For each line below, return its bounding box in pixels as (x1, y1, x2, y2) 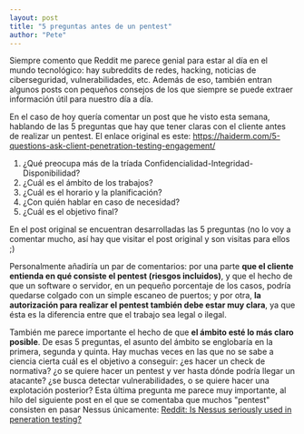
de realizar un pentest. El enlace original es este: (9, 131, 191, 142)
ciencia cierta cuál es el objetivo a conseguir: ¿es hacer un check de (9, 356, 266, 367)
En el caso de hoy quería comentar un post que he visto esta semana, (9, 111, 270, 123)
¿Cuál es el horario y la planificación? (22, 187, 162, 198)
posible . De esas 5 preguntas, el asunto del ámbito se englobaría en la (9, 337, 274, 348)
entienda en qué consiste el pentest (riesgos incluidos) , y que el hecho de (9, 270, 293, 282)
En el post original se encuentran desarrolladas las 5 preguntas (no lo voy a (9, 224, 291, 235)
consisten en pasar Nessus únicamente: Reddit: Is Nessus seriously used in (9, 404, 292, 415)
